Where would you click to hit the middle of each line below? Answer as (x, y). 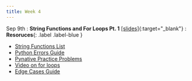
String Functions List (40, 46)
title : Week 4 (24, 12)
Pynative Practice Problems (48, 59)
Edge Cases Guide (37, 71)
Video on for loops (37, 65)
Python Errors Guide (40, 52)
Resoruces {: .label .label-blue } (44, 35)
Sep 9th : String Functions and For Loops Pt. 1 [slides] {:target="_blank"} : (96, 28)
